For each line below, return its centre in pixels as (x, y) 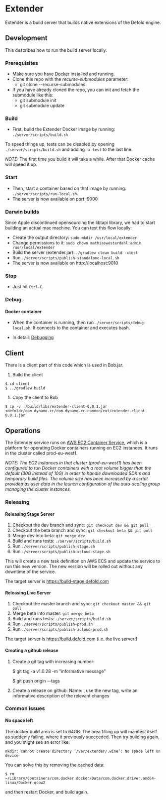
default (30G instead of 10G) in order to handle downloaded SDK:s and (78, 473)
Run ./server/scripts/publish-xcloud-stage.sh (61, 552)
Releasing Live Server (28, 592)
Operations (23, 430)
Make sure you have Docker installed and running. (63, 74)
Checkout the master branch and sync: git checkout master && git (82, 604)
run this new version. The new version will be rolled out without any (74, 567)
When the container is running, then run (53, 323)
